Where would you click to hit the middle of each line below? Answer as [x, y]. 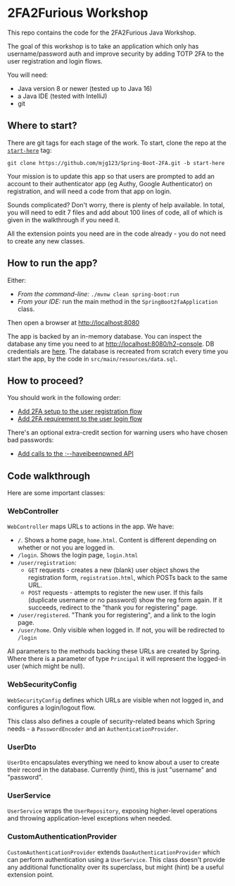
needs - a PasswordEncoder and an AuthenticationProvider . [93, 729]
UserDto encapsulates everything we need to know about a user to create [113, 763]
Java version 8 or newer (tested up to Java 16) [85, 88]
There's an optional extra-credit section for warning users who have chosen [118, 432]
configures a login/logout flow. [52, 708]
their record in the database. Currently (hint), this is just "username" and [112, 770]
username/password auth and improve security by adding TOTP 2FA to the [116, 54]
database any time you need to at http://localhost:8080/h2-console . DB [111, 344]
